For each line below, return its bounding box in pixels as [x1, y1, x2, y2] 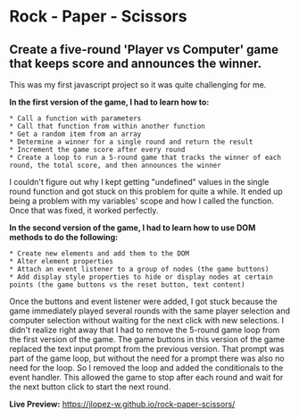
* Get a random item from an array [9, 130, 142, 138]
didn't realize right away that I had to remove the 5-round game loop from [9, 324, 280, 335]
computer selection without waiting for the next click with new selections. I [9, 315, 284, 325]
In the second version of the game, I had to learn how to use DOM [9, 222, 256, 233]
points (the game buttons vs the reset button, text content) [9, 280, 245, 289]
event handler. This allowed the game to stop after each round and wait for [9, 372, 284, 382]
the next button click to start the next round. [9, 381, 171, 392]
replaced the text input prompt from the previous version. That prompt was [9, 344, 285, 354]
